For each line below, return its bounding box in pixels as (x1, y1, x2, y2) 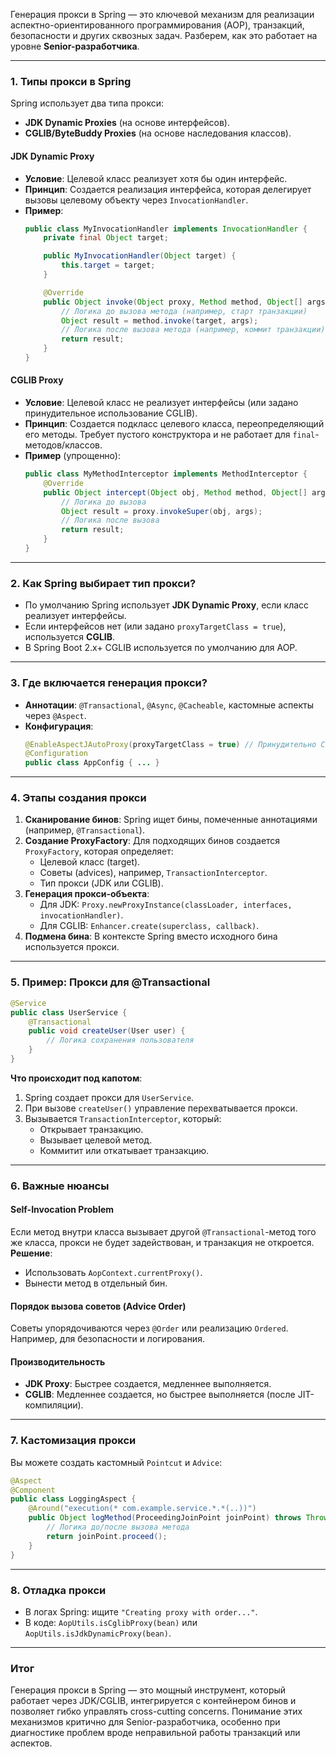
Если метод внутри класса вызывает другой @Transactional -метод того (10, 1226, 317, 1238)
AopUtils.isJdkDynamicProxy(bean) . (24, 1627, 172, 1639)
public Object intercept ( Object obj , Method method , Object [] (43, 487, 308, 498)
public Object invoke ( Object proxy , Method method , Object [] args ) (43, 297, 330, 307)
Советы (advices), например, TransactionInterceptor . (39, 867, 268, 879)
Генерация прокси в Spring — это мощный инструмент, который (10, 1684, 287, 1696)
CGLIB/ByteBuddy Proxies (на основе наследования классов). (24, 127, 292, 139)
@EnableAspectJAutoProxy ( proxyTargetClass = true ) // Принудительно (24, 739, 317, 749)
